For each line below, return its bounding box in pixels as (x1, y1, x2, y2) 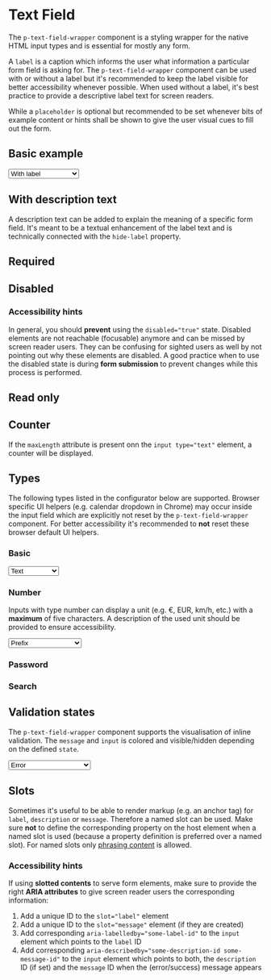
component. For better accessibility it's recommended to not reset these (8, 519, 250, 528)
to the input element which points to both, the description (61, 954, 256, 964)
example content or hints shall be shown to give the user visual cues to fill (8, 115, 254, 124)
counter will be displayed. (8, 448, 94, 457)
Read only (8, 391, 60, 405)
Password (8, 659, 48, 670)
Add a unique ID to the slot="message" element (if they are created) (19, 920, 244, 929)
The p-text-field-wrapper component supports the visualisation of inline (8, 727, 252, 736)
